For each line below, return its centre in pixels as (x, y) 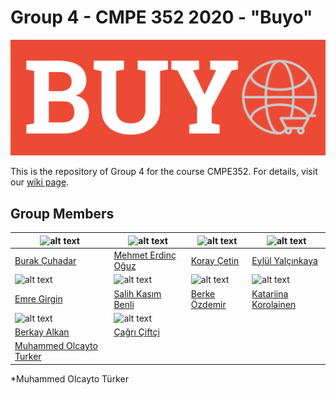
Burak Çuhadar (45, 260)
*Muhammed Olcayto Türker (69, 378)
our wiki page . (40, 182)
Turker (28, 357)
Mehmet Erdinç (145, 255)
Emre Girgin (38, 299)
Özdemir (208, 304)
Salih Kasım (137, 293)
